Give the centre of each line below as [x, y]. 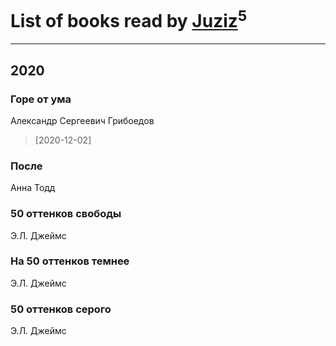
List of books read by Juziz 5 [129, 19]
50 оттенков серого [61, 309]
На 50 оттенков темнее [70, 261]
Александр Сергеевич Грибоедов [82, 120]
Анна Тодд [33, 188]
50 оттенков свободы [66, 214]
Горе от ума [41, 99]
